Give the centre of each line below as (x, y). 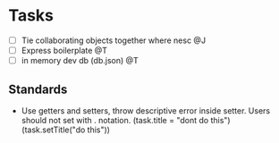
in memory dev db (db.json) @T (80, 61)
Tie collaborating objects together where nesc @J (114, 40)
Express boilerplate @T (64, 50)
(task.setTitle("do (53, 130)
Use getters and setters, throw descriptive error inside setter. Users (145, 110)
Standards (38, 89)
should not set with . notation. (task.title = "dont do (115, 120)
